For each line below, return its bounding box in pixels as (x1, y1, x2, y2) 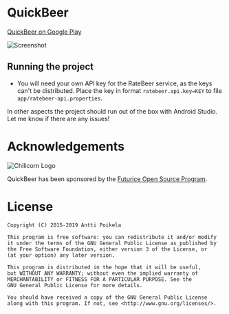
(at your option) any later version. (7, 251, 116, 259)
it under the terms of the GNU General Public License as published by (7, 240, 217, 247)
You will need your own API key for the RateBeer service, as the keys (17, 79, 212, 87)
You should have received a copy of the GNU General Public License (7, 294, 208, 301)
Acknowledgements (7, 138, 125, 154)
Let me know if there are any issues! (7, 114, 110, 123)
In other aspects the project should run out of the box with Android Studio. (7, 107, 218, 115)
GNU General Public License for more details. (7, 282, 143, 289)
